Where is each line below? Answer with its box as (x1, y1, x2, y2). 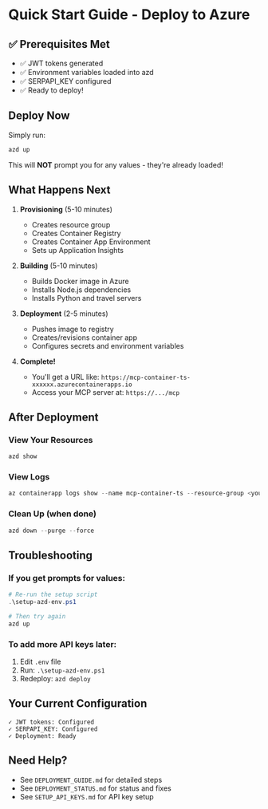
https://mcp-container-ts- (100, 373, 191, 381)
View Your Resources (8, 434, 93, 445)
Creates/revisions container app (31, 333, 138, 342)
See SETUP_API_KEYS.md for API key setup (19, 791, 154, 801)
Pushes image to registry (31, 324, 114, 333)
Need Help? (8, 754, 68, 768)
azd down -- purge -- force (8, 527, 94, 535)
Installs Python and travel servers (31, 293, 142, 302)
